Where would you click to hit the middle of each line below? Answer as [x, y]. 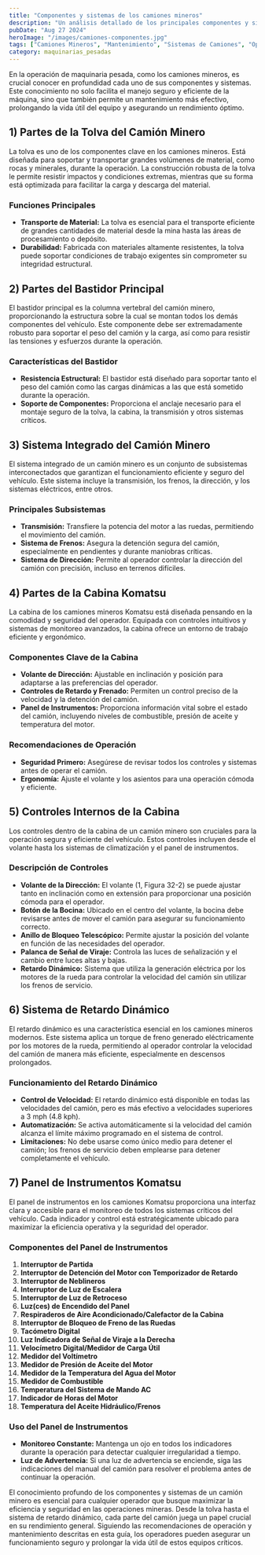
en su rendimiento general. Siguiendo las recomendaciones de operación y [131, 1526]
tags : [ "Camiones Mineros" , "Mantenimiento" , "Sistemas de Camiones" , [127, 45]
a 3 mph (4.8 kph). [50, 1116]
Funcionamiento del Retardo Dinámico [83, 1083]
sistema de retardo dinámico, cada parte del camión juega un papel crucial [130, 1517]
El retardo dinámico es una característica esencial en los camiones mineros [131, 1029]
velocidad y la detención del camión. [80, 700]
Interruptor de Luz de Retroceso [74, 1298]
